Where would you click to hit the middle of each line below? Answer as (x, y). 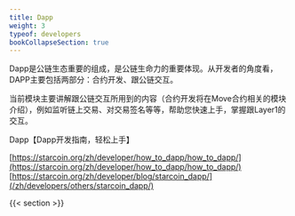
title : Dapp (31, 17)
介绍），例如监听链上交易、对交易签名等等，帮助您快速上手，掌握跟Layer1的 (147, 110)
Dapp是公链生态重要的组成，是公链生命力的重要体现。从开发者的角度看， (144, 68)
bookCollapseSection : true (59, 42)
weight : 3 (28, 26)
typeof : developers (45, 34)
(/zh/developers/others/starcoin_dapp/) (81, 186)
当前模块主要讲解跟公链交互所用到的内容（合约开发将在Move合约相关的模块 (148, 99)
